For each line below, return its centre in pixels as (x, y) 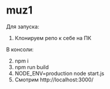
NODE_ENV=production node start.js (59, 73)
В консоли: (20, 49)
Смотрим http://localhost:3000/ (54, 80)
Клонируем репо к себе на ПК (53, 38)
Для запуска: (23, 27)
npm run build (32, 67)
